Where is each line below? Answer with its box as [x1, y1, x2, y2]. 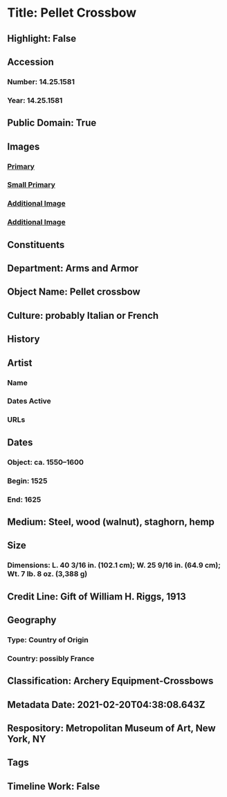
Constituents [7, 238, 65, 251]
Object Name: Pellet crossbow [7, 286, 140, 298]
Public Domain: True [7, 117, 97, 129]
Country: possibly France [7, 653, 95, 663]
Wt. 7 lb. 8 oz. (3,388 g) [7, 569, 88, 579]
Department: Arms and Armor [7, 263, 139, 274]
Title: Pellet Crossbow [7, 5, 137, 21]
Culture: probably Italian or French [7, 309, 159, 321]
